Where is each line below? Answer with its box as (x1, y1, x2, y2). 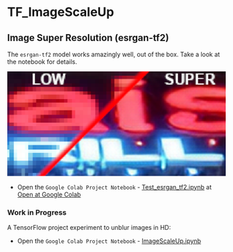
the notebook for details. (7, 58, 78, 66)
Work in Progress (7, 208, 67, 217)
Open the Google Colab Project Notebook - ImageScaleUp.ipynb (17, 237, 201, 245)
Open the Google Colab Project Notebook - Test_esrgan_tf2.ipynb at (17, 183, 212, 191)
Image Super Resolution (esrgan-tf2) (7, 32, 169, 44)
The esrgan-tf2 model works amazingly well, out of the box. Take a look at (7, 50, 221, 58)
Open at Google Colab (17, 190, 81, 199)
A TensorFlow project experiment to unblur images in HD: (7, 223, 171, 231)
